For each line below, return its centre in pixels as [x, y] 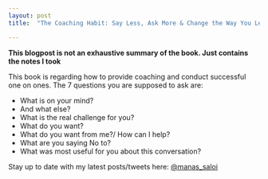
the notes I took [35, 61]
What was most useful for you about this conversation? [110, 151]
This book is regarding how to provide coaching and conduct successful [127, 76]
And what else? [45, 109]
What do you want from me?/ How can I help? [95, 134]
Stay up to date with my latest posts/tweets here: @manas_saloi [113, 166]
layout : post [30, 16]
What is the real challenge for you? [77, 117]
